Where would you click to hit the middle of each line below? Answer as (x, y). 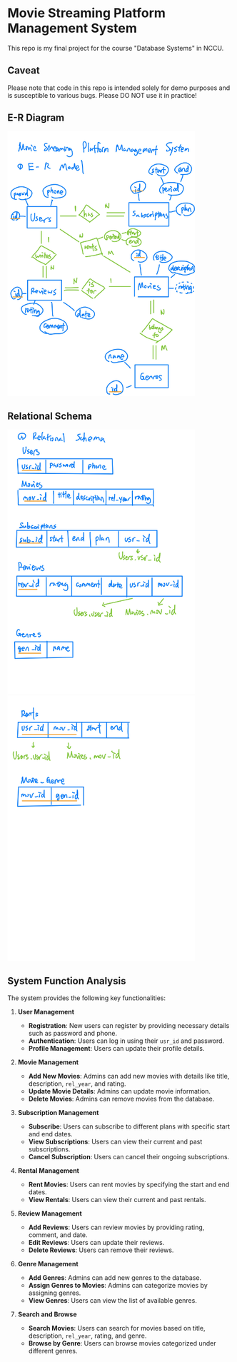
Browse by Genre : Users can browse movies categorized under (122, 1343)
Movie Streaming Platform (87, 13)
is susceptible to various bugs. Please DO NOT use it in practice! (102, 95)
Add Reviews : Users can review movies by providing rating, (116, 1227)
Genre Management (48, 1264)
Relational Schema (50, 416)
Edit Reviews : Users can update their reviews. (96, 1243)
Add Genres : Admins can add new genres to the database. (115, 1278)
